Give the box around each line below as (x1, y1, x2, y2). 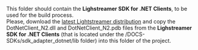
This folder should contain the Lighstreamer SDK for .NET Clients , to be (6, 5, 188, 12)
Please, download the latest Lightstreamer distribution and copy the (6, 18, 176, 25)
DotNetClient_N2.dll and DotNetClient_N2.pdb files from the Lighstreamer (6, 24, 193, 31)
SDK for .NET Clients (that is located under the (6, 31, 125, 38)
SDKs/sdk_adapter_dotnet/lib (6, 37, 80, 44)
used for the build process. (6, 11, 74, 19)
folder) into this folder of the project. (80, 37, 171, 44)
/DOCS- (125, 31, 145, 38)
